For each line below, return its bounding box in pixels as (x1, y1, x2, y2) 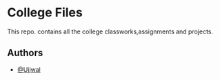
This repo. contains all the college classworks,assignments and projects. (7, 27, 214, 36)
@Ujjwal (17, 65, 41, 73)
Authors (7, 47, 43, 59)
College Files (7, 5, 83, 21)
